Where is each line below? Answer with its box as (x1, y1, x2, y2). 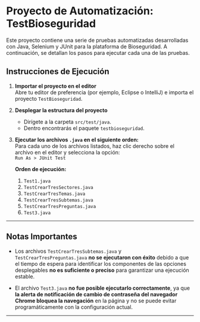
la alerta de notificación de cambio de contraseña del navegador (14, 290, 178, 298)
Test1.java (23, 178, 51, 184)
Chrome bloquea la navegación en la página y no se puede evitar (14, 297, 177, 304)
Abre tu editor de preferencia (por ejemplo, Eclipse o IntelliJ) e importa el (14, 88, 194, 96)
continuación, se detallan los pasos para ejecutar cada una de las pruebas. (6, 49, 190, 56)
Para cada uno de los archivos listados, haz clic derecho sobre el (14, 142, 174, 150)
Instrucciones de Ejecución (6, 67, 110, 77)
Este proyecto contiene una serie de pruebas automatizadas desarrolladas (6, 36, 189, 44)
